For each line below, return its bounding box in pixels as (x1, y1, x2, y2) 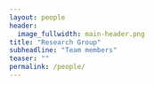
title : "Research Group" (9, 37, 101, 47)
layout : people (9, 12, 66, 22)
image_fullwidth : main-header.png (17, 29, 145, 38)
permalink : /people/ (9, 63, 86, 72)
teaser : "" (9, 54, 50, 63)
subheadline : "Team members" (9, 46, 118, 55)
